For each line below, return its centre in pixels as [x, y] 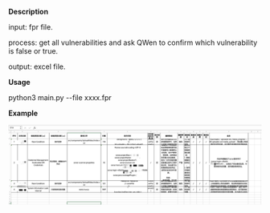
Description [29, 12]
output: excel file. [37, 66]
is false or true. [33, 51]
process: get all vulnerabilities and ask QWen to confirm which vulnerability [133, 42]
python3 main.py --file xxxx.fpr [60, 98]
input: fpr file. [31, 27]
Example [23, 113]
